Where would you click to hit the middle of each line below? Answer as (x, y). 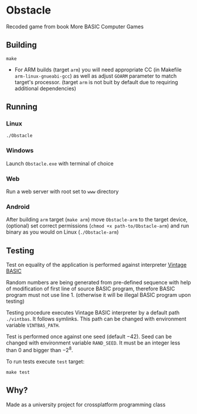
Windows (20, 151)
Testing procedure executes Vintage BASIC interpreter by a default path (93, 313)
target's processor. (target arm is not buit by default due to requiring (96, 82)
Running (22, 107)
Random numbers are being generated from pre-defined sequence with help (98, 283)
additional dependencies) (45, 88)
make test (18, 372)
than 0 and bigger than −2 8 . (40, 350)
